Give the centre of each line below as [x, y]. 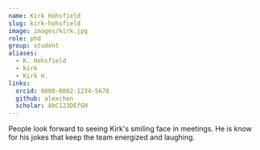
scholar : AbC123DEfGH [52, 106]
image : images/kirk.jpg [48, 31]
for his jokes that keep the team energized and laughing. [102, 137]
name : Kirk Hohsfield [45, 16]
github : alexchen [45, 98]
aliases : [23, 53]
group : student [34, 46]
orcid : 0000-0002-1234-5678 [63, 91]
